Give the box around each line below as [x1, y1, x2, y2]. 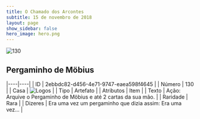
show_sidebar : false [6, 25, 58, 32]
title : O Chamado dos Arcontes [6, 8, 84, 15]
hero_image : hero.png [6, 31, 60, 37]
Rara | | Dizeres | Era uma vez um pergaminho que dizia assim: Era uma [6, 99, 182, 106]
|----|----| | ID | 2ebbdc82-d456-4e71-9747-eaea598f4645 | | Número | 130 [6, 80, 194, 87]
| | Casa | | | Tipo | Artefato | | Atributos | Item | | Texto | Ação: [6, 87, 181, 94]
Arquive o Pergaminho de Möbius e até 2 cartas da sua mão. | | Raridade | [6, 93, 188, 100]
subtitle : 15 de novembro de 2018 [6, 14, 93, 20]
